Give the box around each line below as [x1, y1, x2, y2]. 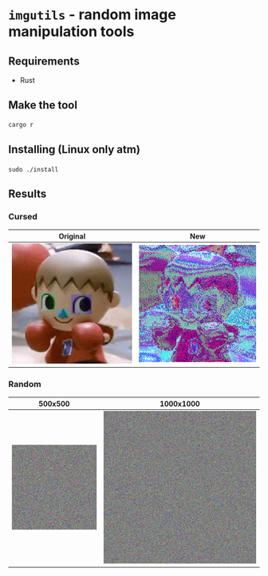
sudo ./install [8, 165, 59, 173]
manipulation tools [8, 22, 135, 41]
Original [58, 231, 86, 241]
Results [8, 187, 47, 200]
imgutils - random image [8, 6, 177, 24]
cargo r [8, 120, 34, 128]
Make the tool [8, 98, 78, 112]
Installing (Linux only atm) [8, 143, 141, 156]
